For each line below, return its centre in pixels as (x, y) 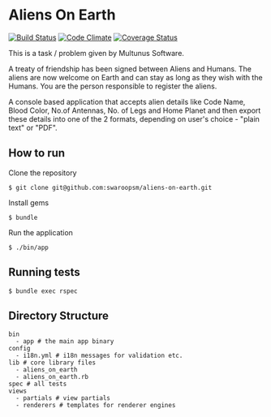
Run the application (41, 232)
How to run (37, 153)
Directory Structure (59, 315)
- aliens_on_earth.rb (52, 377)
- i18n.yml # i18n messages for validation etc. (99, 356)
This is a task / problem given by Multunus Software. (97, 53)
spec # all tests (38, 384)
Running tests (45, 272)
